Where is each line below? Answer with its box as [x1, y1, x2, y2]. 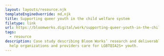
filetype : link [5, 20, 36, 26]
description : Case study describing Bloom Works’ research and [5, 39, 137, 44]
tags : [5, 30, 16, 35]
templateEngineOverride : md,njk [5, 12, 71, 17]
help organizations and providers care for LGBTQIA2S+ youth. [9, 43, 139, 48]
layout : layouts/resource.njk [5, 7, 67, 12]
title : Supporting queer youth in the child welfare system [5, 16, 130, 21]
